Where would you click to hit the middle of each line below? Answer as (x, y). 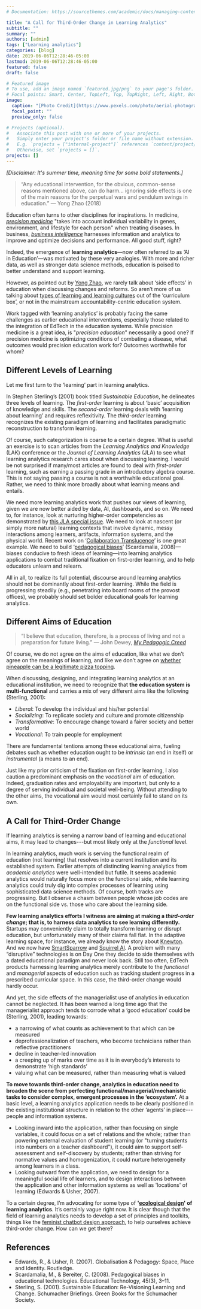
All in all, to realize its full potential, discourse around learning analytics (94, 577)
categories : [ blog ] (31, 51)
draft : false (22, 72)
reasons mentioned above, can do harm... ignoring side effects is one (106, 190)
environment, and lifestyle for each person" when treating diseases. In (93, 228)
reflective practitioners (43, 1047)
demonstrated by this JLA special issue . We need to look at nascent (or (94, 521)
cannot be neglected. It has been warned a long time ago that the (87, 1004)
